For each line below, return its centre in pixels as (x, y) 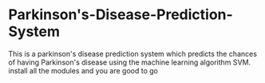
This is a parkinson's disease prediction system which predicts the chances (133, 53)
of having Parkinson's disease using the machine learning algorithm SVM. (130, 62)
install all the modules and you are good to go (83, 70)
